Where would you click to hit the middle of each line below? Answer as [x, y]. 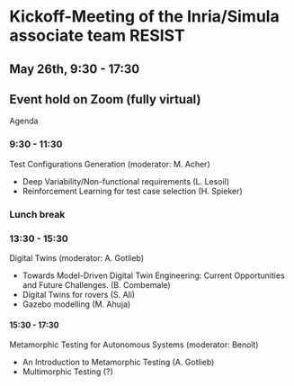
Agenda [24, 121]
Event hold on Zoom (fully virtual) [105, 99]
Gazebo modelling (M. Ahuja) [76, 304]
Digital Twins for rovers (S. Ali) [79, 294]
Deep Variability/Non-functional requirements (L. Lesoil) [125, 181]
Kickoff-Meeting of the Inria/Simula [145, 17]
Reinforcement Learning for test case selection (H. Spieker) [132, 191]
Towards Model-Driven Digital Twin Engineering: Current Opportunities [153, 275]
